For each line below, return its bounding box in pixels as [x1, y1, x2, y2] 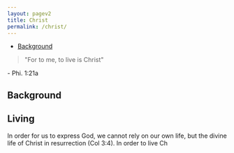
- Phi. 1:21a [7, 69, 38, 77]
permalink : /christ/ [7, 23, 68, 30]
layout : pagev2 [7, 10, 52, 17]
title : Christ [7, 17, 49, 24]
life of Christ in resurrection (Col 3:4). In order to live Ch [7, 138, 168, 147]
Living [7, 113, 35, 125]
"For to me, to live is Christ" [24, 56, 104, 64]
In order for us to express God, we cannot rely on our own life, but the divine [7, 131, 227, 140]
